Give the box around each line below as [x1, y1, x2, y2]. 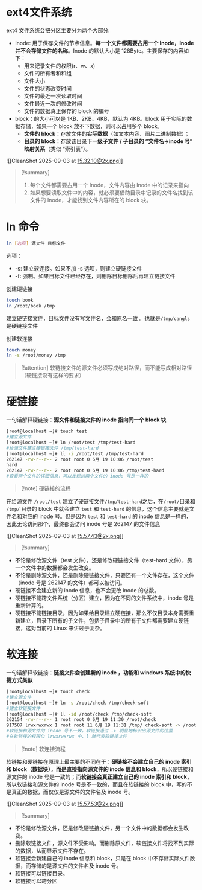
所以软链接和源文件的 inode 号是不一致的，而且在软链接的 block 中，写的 [6, 780, 188, 788]
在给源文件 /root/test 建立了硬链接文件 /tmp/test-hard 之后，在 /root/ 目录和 [6, 498, 195, 505]
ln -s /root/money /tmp [6, 353, 66, 359]
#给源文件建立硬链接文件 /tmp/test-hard [6, 445, 99, 451]
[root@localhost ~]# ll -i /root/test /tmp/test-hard [6, 450, 144, 456]
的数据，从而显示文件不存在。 [14, 847, 89, 854]
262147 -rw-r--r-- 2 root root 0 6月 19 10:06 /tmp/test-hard [6, 467, 164, 474]
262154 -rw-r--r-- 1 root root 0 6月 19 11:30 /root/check [6, 717, 156, 723]
